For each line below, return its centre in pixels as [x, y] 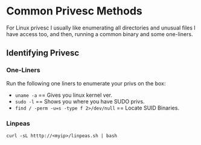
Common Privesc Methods [75, 11]
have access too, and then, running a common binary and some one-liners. [100, 34]
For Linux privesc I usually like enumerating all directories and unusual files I [101, 28]
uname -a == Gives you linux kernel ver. [64, 95]
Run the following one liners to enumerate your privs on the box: [86, 83]
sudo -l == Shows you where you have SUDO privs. [80, 101]
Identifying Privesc [43, 53]
